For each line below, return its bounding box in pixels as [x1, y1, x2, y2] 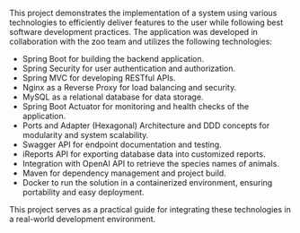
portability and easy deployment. [22, 187, 146, 197]
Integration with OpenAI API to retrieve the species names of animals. [22, 159, 280, 168]
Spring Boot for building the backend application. [22, 54, 205, 64]
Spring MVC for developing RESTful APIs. [22, 73, 177, 83]
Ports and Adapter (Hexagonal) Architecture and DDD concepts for [22, 120, 270, 131]
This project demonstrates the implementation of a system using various [9, 8, 278, 18]
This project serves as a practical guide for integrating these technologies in [9, 204, 292, 214]
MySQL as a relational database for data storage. [22, 91, 204, 102]
